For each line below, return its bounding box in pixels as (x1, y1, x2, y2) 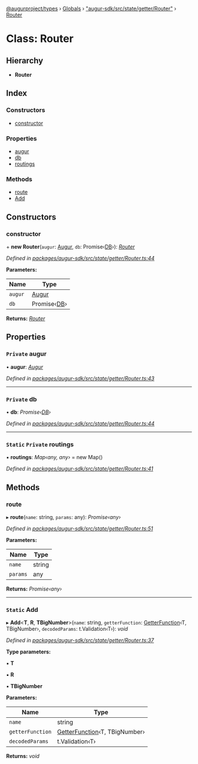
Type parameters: (6, 648, 51, 656)
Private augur (6, 350, 47, 358)
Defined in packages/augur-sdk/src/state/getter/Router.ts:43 (6, 375, 155, 382)
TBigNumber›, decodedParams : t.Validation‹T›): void (6, 626, 128, 633)
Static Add (6, 605, 38, 614)
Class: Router (6, 32, 74, 46)
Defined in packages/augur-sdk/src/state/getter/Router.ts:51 (6, 525, 153, 532)
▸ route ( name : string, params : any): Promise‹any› (6, 513, 121, 520)
